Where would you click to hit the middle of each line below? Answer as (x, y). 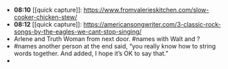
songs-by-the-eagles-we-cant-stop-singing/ (77, 31)
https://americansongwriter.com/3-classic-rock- (152, 24)
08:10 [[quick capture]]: (48, 10)
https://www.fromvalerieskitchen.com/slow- (146, 10)
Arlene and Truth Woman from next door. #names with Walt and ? (107, 39)
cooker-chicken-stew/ (45, 17)
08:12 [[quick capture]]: (48, 24)
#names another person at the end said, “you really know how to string (115, 46)
